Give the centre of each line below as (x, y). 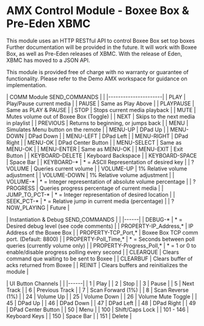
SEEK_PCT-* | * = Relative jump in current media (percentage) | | (88, 201)
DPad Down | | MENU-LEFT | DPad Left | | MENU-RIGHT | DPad (108, 136)
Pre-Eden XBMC (49, 24)
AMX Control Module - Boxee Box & (98, 11)
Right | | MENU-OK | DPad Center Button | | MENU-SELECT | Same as (94, 142)
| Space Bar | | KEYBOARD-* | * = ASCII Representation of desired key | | (98, 162)
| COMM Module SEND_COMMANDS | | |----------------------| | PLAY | (96, 97)
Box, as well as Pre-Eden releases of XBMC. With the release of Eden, (94, 53)
